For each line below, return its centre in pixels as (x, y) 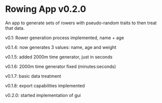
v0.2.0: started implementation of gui (43, 95)
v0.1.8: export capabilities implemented (45, 86)
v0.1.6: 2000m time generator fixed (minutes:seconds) (61, 66)
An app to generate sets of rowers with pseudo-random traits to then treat (81, 23)
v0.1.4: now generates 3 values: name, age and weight (61, 47)
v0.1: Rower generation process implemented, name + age (65, 38)
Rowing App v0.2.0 (46, 9)
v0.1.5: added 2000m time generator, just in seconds (59, 57)
